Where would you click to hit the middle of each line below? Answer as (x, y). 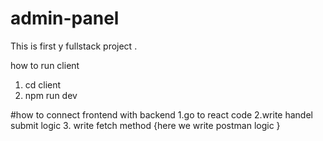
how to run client (45, 65)
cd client (43, 84)
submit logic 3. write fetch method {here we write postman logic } (145, 125)
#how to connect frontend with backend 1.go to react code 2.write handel (161, 114)
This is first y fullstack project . (74, 46)
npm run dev (51, 95)
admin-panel (65, 18)
